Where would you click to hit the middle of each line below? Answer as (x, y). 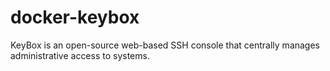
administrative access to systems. (80, 55)
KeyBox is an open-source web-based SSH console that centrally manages (165, 45)
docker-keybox (75, 17)
